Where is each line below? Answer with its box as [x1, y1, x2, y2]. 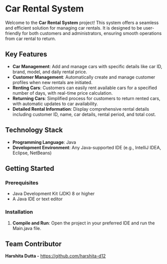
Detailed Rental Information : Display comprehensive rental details [12, 106, 149, 112]
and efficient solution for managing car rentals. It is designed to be [5, 25, 142, 31]
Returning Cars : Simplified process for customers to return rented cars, [12, 95, 161, 101]
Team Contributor [5, 239, 62, 248]
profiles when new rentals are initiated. [12, 79, 92, 85]
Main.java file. [12, 225, 41, 231]
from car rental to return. [5, 36, 56, 42]
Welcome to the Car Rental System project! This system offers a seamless [5, 20, 159, 26]
